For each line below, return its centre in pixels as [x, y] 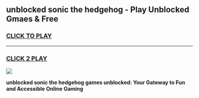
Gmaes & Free [32, 19]
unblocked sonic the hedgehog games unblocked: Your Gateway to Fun [96, 82]
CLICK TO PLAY [29, 36]
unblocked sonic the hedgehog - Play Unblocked [98, 10]
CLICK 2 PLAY [27, 58]
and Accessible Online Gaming [45, 88]
